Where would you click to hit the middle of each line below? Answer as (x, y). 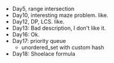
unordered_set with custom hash (63, 47)
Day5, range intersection (43, 9)
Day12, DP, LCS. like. (38, 22)
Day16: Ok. (26, 35)
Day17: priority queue (39, 41)
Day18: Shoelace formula (44, 54)
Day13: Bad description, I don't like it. (59, 28)
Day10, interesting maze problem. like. (60, 15)
